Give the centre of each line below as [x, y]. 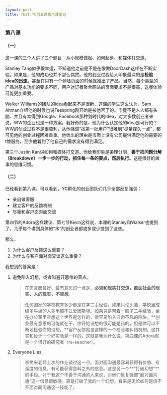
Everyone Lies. [28, 352]
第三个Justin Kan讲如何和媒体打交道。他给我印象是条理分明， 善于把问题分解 [83, 152]
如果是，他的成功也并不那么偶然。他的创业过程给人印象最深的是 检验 [83, 74]
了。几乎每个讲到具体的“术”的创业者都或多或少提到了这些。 [66, 228]
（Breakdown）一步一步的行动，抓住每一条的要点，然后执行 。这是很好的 [80, 158]
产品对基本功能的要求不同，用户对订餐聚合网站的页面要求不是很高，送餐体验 [83, 87]
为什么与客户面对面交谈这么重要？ [47, 256]
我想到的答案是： [23, 266]
